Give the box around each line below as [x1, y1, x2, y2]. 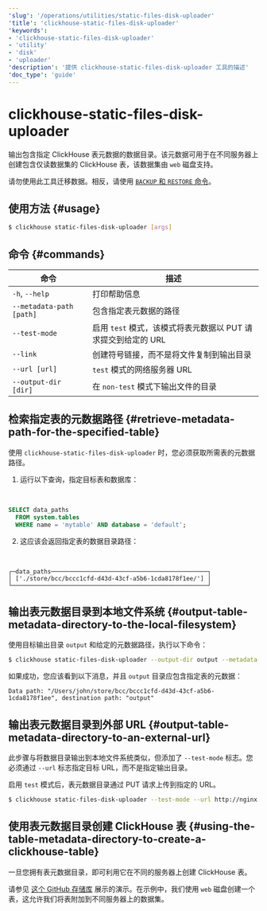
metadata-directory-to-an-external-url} [8, 730, 211, 745]
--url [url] [12, 365, 58, 374]
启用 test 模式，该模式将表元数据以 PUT [92, 323, 243, 334]
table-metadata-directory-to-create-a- [8, 833, 207, 846]
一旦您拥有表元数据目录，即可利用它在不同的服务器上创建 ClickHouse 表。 [8, 867, 252, 877]
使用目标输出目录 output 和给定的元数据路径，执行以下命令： [8, 640, 208, 650]
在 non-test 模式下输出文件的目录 [92, 381, 217, 393]
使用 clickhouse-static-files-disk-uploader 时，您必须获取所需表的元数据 [8, 448, 256, 457]
